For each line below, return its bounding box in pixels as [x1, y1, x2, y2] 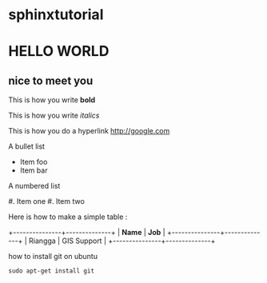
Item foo [19, 157, 48, 167]
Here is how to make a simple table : [8, 212, 128, 221]
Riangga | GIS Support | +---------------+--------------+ [29, 236, 216, 245]
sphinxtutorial [8, 6, 104, 24]
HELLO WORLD [8, 42, 110, 61]
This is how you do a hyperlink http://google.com [8, 126, 170, 136]
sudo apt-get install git [8, 267, 94, 275]
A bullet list [8, 141, 46, 151]
